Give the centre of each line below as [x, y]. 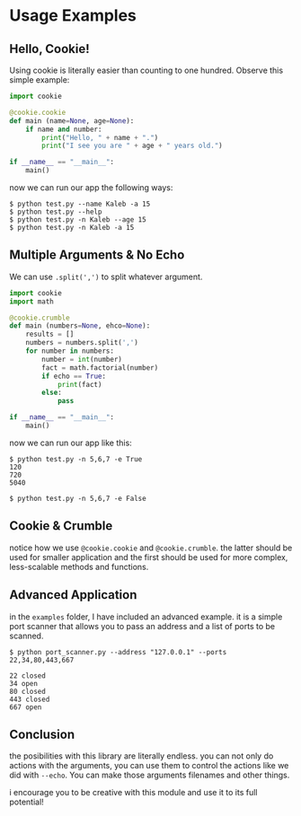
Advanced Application [73, 595]
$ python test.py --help [56, 212]
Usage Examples [73, 16]
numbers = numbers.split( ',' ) [82, 343]
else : [52, 393]
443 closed [30, 699]
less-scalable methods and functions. [79, 566]
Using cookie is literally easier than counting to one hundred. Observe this [146, 70]
